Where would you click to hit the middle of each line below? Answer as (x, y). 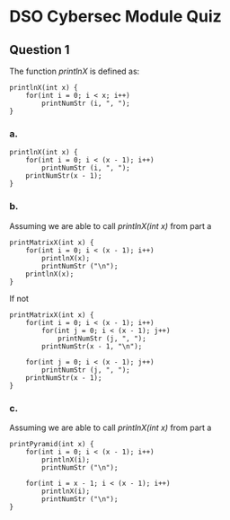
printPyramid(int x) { (52, 444)
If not (19, 298)
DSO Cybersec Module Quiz (115, 17)
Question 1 (40, 50)
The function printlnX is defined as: (75, 71)
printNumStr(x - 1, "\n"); (92, 346)
